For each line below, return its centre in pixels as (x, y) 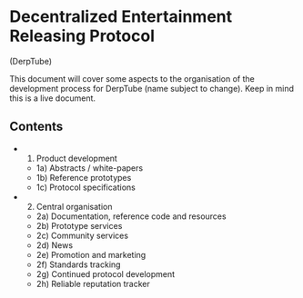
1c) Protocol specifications (86, 187)
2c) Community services (82, 235)
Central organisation (74, 206)
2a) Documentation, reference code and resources (131, 216)
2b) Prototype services (79, 225)
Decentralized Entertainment (121, 17)
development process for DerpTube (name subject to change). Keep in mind (151, 88)
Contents (36, 127)
